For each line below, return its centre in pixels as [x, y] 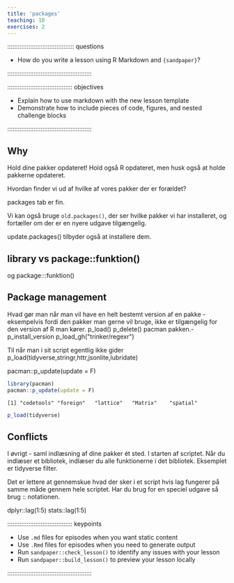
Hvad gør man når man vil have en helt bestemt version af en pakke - [107, 314]
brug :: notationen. [34, 497]
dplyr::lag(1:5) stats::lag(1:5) [47, 510]
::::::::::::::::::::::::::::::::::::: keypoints [55, 524]
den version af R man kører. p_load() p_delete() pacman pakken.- [101, 329]
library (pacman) [31, 384]
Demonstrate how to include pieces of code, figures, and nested [110, 108]
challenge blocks [42, 115]
